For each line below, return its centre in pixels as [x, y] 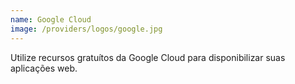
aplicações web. [44, 68]
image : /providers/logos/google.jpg [86, 29]
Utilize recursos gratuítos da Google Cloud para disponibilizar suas [148, 57]
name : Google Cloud [51, 19]
